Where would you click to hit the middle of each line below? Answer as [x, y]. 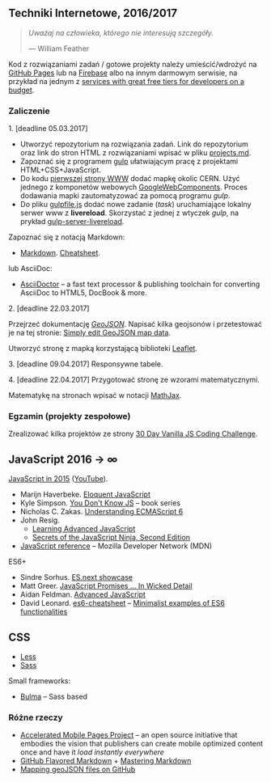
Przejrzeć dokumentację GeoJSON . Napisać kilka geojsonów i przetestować [135, 324]
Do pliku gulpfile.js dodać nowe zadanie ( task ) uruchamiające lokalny [135, 205]
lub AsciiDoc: [30, 268]
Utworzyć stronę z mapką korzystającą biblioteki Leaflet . [103, 349]
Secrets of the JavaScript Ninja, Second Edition [111, 538]
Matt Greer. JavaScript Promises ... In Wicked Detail [106, 586]
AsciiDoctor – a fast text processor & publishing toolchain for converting [140, 284]
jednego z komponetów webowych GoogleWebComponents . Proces [134, 187]
